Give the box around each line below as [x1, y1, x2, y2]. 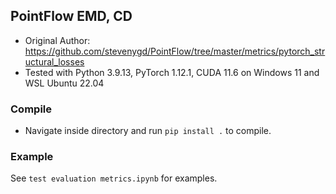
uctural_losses [24, 55, 85, 68]
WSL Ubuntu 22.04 [24, 77, 105, 89]
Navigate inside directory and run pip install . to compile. [24, 125, 272, 137]
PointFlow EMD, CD [10, 8, 133, 25]
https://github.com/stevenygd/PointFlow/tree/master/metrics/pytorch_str [24, 45, 326, 57]
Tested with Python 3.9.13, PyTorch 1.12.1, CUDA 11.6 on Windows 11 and [24, 66, 320, 78]
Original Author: [24, 34, 91, 46]
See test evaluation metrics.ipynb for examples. [10, 172, 218, 184]
